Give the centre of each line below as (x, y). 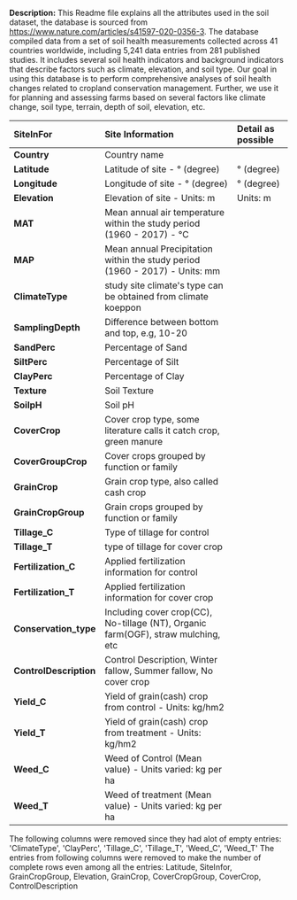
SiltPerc (30, 362)
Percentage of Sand (146, 347)
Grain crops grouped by (154, 507)
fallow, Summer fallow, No (159, 671)
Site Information (139, 134)
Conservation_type (55, 628)
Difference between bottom (162, 322)
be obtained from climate (157, 296)
